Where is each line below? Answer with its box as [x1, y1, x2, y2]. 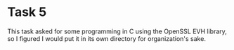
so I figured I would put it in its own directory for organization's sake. [7, 34, 206, 42]
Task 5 [7, 4, 47, 20]
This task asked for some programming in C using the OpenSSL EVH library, [7, 27, 227, 35]
